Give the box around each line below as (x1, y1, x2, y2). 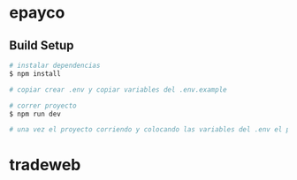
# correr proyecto (9, 101, 77, 110)
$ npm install (9, 69, 62, 78)
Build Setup (9, 38, 74, 53)
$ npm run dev (9, 109, 62, 118)
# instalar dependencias (9, 61, 101, 70)
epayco (9, 3, 65, 23)
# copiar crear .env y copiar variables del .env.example (9, 85, 227, 94)
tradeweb (9, 155, 81, 175)
